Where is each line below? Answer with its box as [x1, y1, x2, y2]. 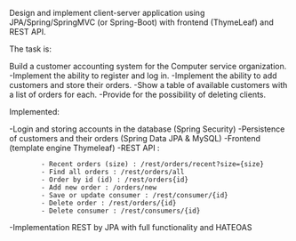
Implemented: [9, 107, 60, 116]
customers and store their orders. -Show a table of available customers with [9, 80, 288, 90]
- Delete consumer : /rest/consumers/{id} [41, 206, 201, 215]
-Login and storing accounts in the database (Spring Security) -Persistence [9, 124, 285, 134]
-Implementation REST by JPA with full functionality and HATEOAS [9, 222, 252, 232]
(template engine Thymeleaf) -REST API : [9, 142, 160, 153]
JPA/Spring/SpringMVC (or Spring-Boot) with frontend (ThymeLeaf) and [9, 17, 274, 28]
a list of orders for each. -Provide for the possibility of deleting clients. [9, 89, 267, 100]
